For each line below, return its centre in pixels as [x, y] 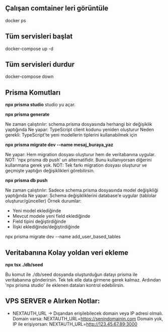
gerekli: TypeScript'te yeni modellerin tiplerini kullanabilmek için [71, 135]
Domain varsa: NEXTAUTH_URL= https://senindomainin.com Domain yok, [88, 318]
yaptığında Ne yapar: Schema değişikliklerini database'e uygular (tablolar [81, 196]
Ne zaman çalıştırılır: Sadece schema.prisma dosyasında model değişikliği [82, 190]
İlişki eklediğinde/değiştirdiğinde [46, 227]
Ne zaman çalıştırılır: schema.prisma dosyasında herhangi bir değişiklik [79, 124]
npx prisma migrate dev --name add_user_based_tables [63, 236]
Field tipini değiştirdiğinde [39, 221]
